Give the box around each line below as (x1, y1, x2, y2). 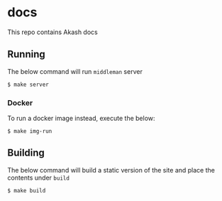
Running (7, 48, 46, 60)
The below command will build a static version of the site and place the (7, 165, 215, 174)
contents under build (7, 173, 70, 182)
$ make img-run (7, 127, 52, 135)
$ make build (7, 187, 46, 194)
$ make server (7, 81, 50, 88)
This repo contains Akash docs (7, 28, 98, 36)
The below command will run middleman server (7, 67, 143, 75)
